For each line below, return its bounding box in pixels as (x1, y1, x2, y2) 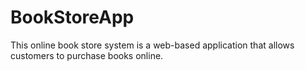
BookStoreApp (10, 6, 135, 29)
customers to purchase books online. (10, 49, 164, 61)
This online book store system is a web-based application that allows (10, 39, 295, 51)
